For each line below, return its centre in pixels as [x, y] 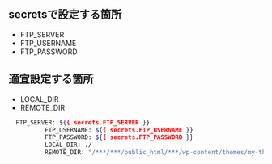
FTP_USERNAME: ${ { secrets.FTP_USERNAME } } [119, 130]
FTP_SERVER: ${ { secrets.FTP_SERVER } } [83, 122]
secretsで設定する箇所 [65, 15]
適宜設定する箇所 [51, 79]
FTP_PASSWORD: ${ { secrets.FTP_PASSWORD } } [119, 137]
